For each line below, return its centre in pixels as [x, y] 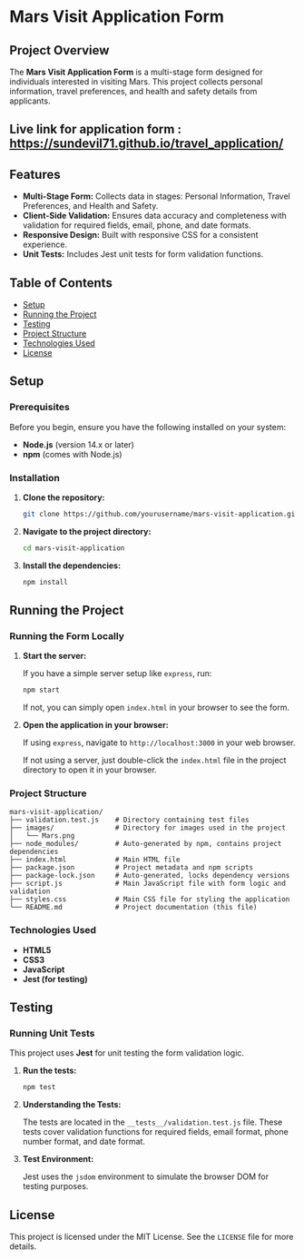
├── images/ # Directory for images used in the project [147, 828]
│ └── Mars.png [42, 836]
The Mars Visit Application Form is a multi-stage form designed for [136, 72]
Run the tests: [49, 1071]
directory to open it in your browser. [89, 770]
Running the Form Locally [67, 635]
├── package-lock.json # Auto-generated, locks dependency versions [150, 876]
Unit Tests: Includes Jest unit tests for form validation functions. [143, 254]
